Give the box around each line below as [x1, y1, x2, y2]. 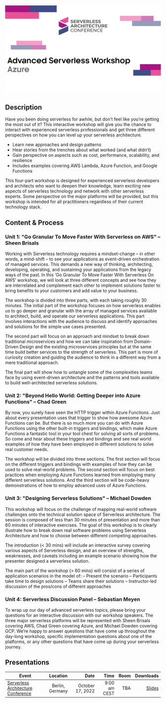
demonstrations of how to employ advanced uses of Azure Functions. [5, 482, 147, 489]
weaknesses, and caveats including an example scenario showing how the [5, 553, 157, 559]
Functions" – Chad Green [5, 398, 67, 405]
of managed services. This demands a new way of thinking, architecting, [5, 261, 153, 267]
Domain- [134, 338, 152, 344]
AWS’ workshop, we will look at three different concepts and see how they [5, 277, 157, 283]
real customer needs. [5, 447, 48, 452]
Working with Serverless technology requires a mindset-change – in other [5, 251, 156, 256]
